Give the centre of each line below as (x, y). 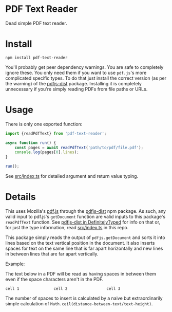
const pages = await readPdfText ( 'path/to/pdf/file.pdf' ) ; (79, 148)
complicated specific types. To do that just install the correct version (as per (86, 78)
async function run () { (31, 143)
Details (21, 197)
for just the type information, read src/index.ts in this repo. (67, 227)
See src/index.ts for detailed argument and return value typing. (72, 176)
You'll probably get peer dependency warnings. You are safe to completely (84, 67)
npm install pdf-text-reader (36, 58)
